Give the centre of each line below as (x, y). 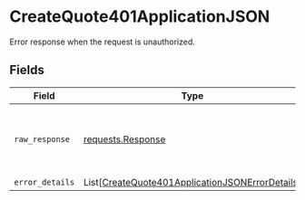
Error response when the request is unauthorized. (102, 42)
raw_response (42, 139)
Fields (27, 70)
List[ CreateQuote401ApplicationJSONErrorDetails (190, 182)
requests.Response (124, 139)
